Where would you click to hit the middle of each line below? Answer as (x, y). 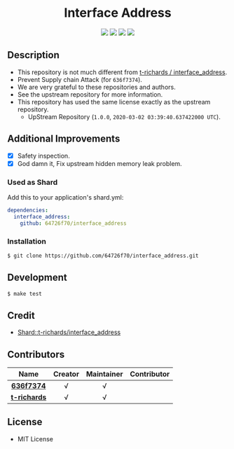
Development (37, 278)
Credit (21, 316)
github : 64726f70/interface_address (74, 223)
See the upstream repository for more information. (90, 94)
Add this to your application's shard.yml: (66, 197)
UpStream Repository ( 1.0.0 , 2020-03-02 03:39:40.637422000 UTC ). (124, 116)
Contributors (36, 354)
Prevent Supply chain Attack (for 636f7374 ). (80, 79)
